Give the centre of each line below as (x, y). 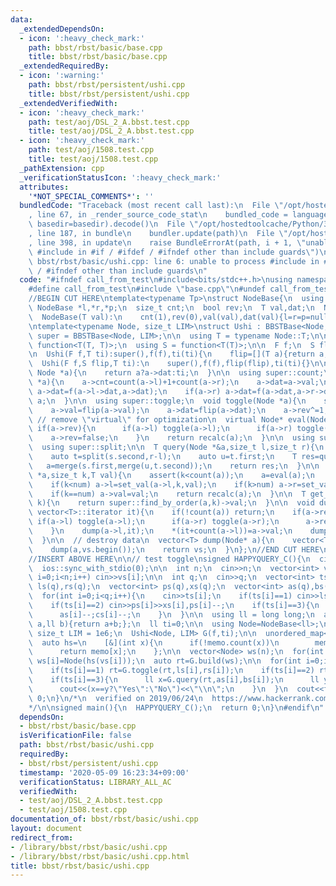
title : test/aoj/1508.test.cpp (93, 159)
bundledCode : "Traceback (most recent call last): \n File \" (151, 206)
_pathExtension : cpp (62, 168)
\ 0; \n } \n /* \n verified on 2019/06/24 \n (115, 698)
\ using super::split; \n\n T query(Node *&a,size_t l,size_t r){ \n (176, 447)
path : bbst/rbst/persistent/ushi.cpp (107, 85)
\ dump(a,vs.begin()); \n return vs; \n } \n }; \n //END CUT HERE (174, 549)
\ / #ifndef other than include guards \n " (118, 271)
